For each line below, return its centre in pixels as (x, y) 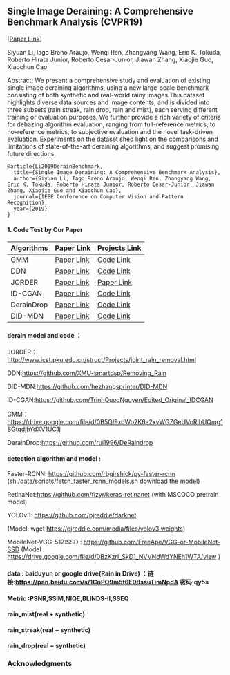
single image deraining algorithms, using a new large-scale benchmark (108, 87)
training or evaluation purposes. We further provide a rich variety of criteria (114, 117)
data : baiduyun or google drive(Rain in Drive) (74, 573)
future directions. (32, 153)
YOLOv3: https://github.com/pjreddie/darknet (72, 515)
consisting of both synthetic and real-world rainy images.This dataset (106, 95)
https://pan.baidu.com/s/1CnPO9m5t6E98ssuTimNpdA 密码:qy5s (112, 582)
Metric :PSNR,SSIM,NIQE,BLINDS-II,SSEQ (68, 598)
